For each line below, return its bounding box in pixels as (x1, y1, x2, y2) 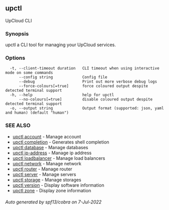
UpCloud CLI (5, 17, 32, 23)
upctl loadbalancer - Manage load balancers (12, 155, 105, 161)
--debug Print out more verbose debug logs (18, 79, 157, 84)
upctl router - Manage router (12, 166, 72, 172)
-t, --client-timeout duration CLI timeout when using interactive (10, 66, 159, 71)
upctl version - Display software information (12, 182, 105, 188)
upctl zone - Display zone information (12, 187, 91, 193)
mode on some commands (5, 71, 53, 76)
